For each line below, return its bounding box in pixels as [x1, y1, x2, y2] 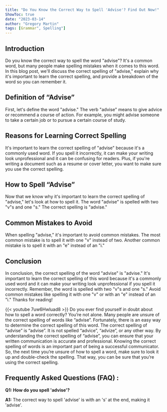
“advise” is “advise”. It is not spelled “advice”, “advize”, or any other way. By [5, 328, 161, 333]
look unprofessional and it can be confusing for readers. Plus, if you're [5, 155, 150, 161]
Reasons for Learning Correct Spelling [5, 132, 127, 140]
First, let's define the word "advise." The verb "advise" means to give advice [5, 106, 163, 112]
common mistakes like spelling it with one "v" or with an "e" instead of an [5, 291, 156, 297]
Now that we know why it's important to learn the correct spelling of [5, 194, 145, 200]
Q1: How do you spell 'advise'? [5, 387, 70, 393]
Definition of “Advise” [5, 93, 75, 102]
